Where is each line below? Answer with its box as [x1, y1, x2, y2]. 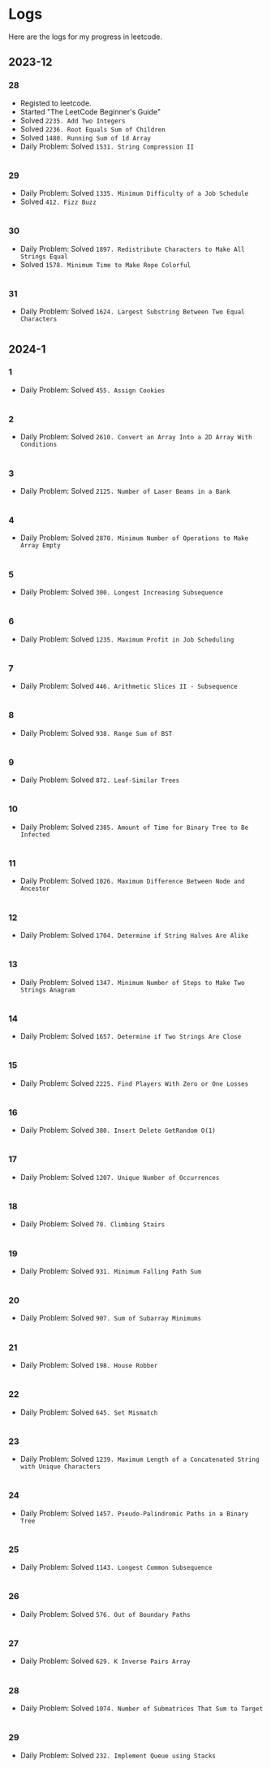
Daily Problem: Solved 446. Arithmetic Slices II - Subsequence [19, 681, 238, 691]
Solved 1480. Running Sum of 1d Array [19, 132, 152, 142]
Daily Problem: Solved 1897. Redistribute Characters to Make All [19, 244, 245, 253]
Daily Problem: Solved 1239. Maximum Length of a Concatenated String [19, 1455, 260, 1464]
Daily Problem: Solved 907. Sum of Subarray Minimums [19, 1313, 201, 1323]
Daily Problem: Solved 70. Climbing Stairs [19, 1219, 166, 1229]
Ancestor [19, 884, 50, 893]
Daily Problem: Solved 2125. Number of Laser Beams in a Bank [19, 486, 231, 495]
